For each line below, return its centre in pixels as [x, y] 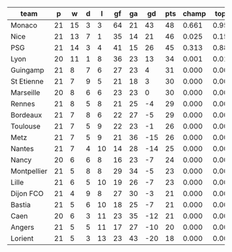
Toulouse [26, 126]
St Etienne [27, 81]
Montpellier [29, 171]
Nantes [22, 149]
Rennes [23, 104]
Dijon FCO [27, 194]
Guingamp [28, 70]
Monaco [24, 25]
